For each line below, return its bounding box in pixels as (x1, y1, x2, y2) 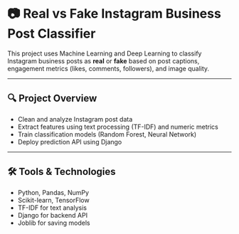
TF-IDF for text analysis (17, 203, 87, 212)
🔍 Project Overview (7, 92, 97, 105)
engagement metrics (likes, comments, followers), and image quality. (7, 64, 210, 73)
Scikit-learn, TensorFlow (17, 196, 90, 204)
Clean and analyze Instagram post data (17, 115, 133, 123)
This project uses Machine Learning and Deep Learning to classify (7, 49, 202, 58)
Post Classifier (7, 26, 96, 42)
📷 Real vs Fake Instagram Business (7, 6, 222, 22)
